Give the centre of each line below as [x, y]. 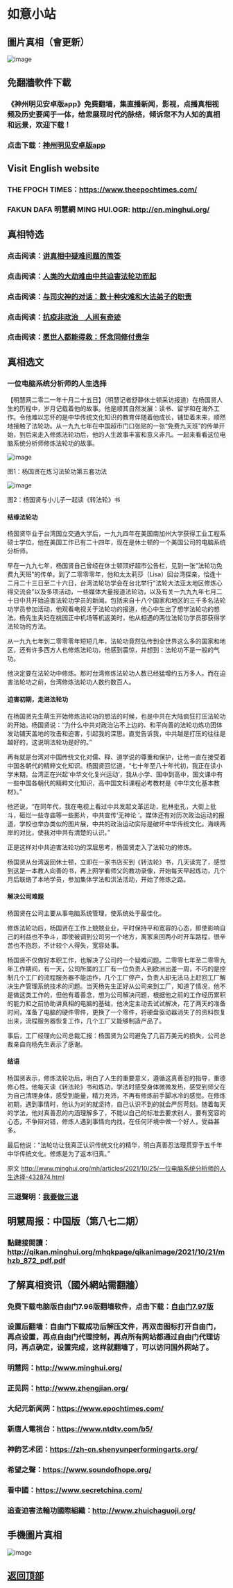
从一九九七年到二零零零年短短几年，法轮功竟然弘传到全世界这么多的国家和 [113, 641]
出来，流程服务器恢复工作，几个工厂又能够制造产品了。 [86, 1021]
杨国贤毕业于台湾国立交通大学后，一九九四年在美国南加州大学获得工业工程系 [116, 534]
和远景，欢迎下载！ [39, 125]
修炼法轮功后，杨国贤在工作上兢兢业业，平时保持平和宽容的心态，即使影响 [113, 928]
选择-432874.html [38, 1177]
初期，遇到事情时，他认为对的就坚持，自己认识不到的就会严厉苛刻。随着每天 [116, 1104]
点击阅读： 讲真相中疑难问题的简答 [64, 256]
